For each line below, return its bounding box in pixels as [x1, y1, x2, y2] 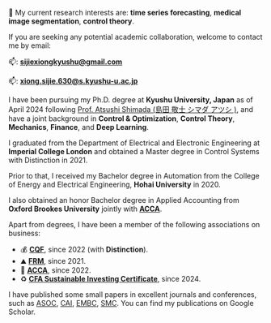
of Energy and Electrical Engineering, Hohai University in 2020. [8, 179, 221, 189]
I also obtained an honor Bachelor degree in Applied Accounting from [8, 196, 240, 205]
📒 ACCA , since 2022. [19, 265, 91, 275]
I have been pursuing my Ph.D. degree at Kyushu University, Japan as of [8, 95, 253, 105]
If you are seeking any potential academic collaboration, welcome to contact [8, 32, 263, 41]
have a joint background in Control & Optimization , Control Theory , [8, 114, 235, 123]
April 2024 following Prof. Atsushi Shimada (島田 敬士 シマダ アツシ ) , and [8, 105, 253, 114]
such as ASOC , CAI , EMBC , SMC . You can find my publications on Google [8, 299, 254, 308]
